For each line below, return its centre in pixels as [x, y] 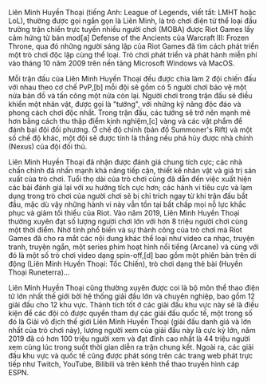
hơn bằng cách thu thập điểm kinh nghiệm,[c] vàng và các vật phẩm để [126, 121]
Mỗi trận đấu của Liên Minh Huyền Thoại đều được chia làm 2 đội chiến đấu [132, 79]
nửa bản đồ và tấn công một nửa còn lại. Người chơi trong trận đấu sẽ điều [130, 95]
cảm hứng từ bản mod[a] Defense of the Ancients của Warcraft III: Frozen [129, 38]
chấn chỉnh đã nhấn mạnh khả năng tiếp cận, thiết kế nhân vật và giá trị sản [132, 170]
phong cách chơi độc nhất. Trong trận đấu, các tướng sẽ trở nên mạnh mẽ [130, 113]
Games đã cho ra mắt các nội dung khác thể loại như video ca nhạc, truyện [132, 238]
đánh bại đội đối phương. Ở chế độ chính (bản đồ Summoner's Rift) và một [130, 129]
